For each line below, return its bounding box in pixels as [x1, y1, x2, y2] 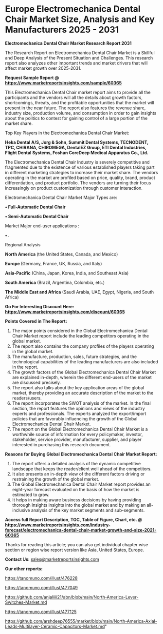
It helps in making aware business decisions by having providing [12, 496, 142, 503]
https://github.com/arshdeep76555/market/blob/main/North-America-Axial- [5, 618, 157, 624]
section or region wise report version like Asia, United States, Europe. [5, 547, 145, 553]
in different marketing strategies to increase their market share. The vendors [5, 169, 158, 175]
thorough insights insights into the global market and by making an [12, 502, 146, 508]
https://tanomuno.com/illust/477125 [5, 609, 77, 614]
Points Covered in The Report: [5, 318, 67, 324]
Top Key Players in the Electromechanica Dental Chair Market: [5, 130, 129, 136]
